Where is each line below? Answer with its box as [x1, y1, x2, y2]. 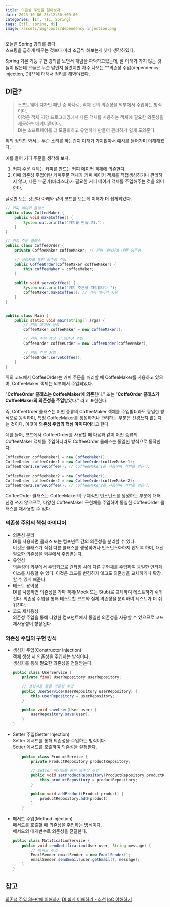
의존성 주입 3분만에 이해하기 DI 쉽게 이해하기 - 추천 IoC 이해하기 [5, 896, 132, 902]
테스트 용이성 [12, 582, 39, 588]
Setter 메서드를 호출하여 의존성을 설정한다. [12, 744, 97, 750]
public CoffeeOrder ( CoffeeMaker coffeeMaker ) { [14, 262, 116, 267]
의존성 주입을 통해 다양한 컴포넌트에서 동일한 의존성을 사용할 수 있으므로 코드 [12, 614, 164, 620]
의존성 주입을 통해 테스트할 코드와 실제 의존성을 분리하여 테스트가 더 [23, 595, 157, 601]
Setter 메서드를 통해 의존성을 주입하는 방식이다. [12, 738, 106, 744]
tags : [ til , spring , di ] [5, 21, 58, 27]
